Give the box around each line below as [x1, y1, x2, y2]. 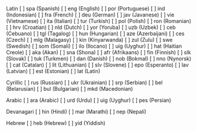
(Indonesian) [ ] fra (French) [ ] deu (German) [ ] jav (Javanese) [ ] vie [6, 11, 175, 18]
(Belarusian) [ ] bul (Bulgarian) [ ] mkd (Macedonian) [6, 85, 133, 92]
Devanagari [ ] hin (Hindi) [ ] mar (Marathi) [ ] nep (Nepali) [6, 108, 146, 115]
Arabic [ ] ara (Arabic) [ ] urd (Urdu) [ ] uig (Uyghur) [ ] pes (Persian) [6, 97, 172, 104]
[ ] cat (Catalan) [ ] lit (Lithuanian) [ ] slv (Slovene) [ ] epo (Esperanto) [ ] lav [6, 61, 189, 68]
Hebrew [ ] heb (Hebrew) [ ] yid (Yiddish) [6, 120, 106, 126]
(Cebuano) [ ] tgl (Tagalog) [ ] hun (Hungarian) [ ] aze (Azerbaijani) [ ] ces [6, 30, 185, 37]
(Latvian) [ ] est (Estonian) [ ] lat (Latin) [6, 68, 101, 74]
